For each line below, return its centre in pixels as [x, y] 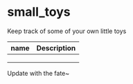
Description [56, 48]
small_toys [39, 12]
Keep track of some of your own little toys [67, 31]
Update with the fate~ [38, 73]
